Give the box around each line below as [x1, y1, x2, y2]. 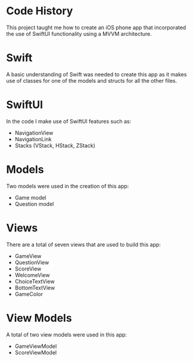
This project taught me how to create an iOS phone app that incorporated [6, 24, 186, 31]
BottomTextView [14, 284, 55, 291]
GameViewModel [14, 343, 57, 350]
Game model [14, 194, 46, 201]
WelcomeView [14, 271, 50, 278]
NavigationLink [14, 135, 52, 142]
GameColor [14, 290, 43, 297]
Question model [14, 200, 54, 207]
